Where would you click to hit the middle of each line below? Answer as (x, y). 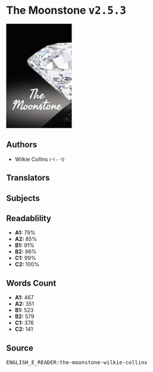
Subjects (23, 198)
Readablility (29, 218)
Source (20, 348)
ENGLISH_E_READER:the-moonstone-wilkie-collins (77, 362)
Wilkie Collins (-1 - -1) (40, 159)
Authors (22, 145)
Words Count (31, 283)
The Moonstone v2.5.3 (66, 10)
